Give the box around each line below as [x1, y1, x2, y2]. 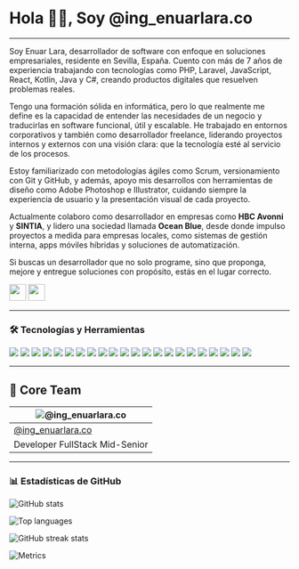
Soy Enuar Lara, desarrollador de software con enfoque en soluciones [9, 45, 266, 56]
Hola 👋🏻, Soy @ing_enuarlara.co [9, 8, 254, 28]
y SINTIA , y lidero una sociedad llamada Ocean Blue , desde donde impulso [9, 220, 286, 231]
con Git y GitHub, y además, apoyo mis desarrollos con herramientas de [9, 175, 273, 185]
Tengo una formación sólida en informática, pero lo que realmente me [9, 101, 265, 111]
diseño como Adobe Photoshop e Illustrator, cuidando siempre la [9, 184, 247, 195]
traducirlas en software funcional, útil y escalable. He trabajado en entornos [9, 119, 287, 130]
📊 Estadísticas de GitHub [9, 475, 122, 487]
